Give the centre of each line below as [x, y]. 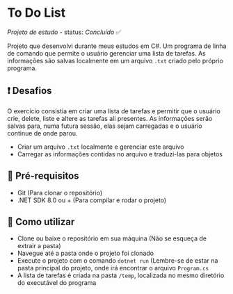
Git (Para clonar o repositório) [60, 193]
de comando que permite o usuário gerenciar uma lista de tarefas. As [107, 53]
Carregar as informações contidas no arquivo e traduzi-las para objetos [120, 154]
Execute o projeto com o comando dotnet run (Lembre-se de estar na [118, 261]
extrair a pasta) [39, 246]
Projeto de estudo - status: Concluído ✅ [64, 32]
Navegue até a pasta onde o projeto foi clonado [86, 253]
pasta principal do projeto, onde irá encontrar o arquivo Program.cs [113, 268]
